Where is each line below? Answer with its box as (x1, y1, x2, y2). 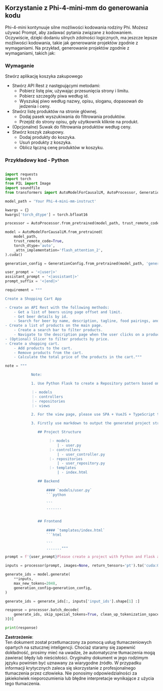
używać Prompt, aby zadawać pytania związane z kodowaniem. (5, 29, 133, 35)
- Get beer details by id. (14, 314, 68, 319)
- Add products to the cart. (14, 346, 73, 351)
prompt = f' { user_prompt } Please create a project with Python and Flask (5, 555, 155, 559)
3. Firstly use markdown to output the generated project (31, 421, 151, 426)
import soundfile (5, 185, 40, 191)
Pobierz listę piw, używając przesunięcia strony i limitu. (19, 88, 130, 94)
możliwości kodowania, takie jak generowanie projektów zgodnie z (5, 40, 138, 46)
